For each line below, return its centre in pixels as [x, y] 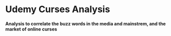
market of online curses [31, 29]
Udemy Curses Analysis [58, 9]
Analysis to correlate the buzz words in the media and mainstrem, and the [85, 23]
